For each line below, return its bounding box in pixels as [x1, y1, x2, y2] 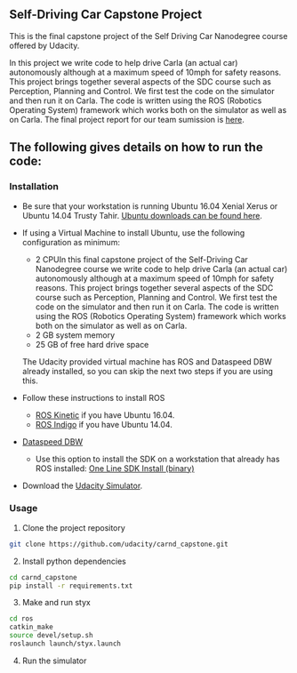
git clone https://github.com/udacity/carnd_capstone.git [9, 540, 229, 549]
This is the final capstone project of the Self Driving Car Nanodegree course [9, 30, 288, 41]
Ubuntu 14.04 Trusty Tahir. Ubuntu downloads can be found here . [21, 210, 262, 220]
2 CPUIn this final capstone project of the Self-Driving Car [35, 253, 249, 265]
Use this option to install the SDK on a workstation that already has [35, 453, 280, 464]
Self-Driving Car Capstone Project [9, 7, 203, 22]
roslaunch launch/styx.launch [9, 639, 122, 648]
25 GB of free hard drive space [35, 339, 149, 349]
